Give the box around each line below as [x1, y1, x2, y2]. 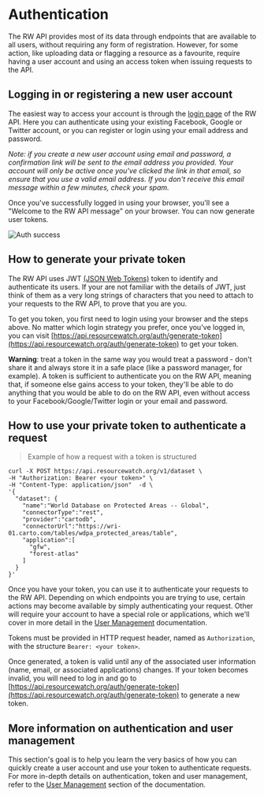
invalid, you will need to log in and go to [8, 673, 137, 683]
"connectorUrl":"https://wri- [22, 522, 122, 531]
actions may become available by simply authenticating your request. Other [8, 601, 254, 611]
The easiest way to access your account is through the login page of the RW [8, 109, 257, 118]
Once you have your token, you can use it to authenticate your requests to [8, 584, 249, 594]
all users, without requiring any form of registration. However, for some [8, 39, 239, 49]
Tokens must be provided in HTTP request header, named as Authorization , [8, 633, 255, 643]
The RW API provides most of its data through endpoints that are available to [8, 32, 257, 41]
